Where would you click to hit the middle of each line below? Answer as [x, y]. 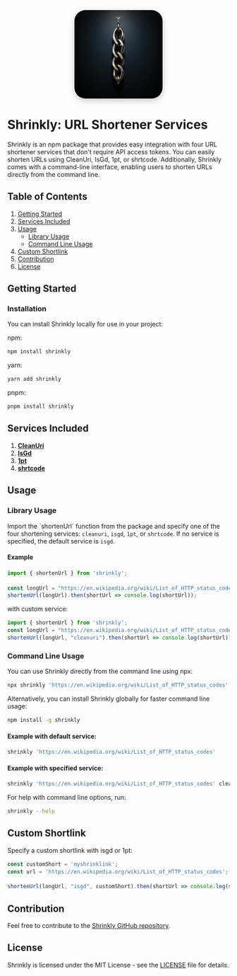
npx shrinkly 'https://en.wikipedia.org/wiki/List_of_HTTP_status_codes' [118, 685]
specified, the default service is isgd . [61, 541]
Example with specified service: [55, 768]
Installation [27, 309]
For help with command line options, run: [67, 798]
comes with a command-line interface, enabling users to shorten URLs [110, 167]
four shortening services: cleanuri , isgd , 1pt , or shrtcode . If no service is [113, 534]
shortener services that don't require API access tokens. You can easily [111, 151]
